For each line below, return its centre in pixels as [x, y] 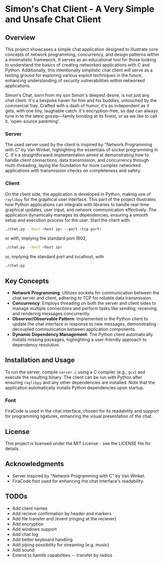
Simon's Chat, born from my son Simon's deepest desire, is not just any [77, 95]
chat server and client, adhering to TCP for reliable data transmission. [82, 298]
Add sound [23, 550]
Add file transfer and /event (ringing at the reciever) [64, 518]
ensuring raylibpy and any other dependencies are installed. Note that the [80, 382]
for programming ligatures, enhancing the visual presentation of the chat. [79, 416]
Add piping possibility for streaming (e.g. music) [60, 544]
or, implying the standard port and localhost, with [55, 257]
